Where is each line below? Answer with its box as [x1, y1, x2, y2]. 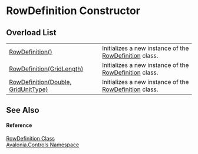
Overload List [6, 28, 57, 38]
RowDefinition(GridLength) [9, 65, 84, 73]
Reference [6, 122, 32, 129]
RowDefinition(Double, [9, 78, 72, 86]
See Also [6, 105, 39, 115]
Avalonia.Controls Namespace [6, 141, 80, 148]
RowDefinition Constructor [6, 4, 140, 18]
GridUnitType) [9, 85, 48, 93]
